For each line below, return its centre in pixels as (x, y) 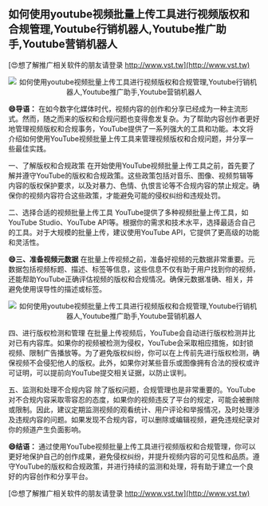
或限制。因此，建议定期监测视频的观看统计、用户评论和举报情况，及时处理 (130, 410)
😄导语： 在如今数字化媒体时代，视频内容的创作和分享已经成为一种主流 (125, 108)
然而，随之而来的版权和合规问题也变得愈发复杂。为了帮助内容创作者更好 (141, 119)
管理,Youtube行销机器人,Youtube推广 (123, 29)
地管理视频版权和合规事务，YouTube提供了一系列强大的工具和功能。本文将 (131, 128)
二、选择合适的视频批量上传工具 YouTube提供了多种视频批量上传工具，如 (128, 212)
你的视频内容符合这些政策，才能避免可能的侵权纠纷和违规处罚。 (120, 195)
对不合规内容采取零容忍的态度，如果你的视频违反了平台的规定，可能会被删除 (134, 399)
